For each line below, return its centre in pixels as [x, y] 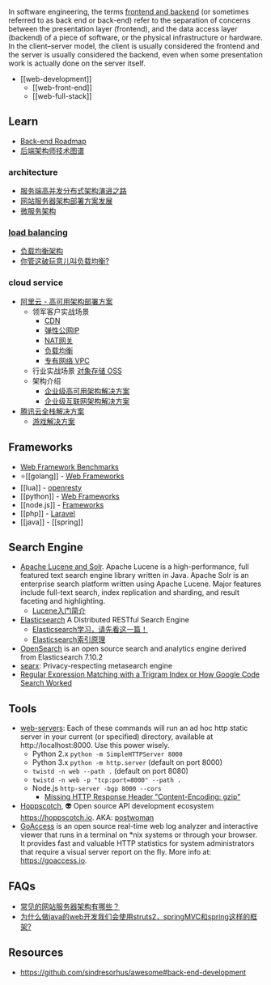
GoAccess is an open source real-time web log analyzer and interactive [139, 826]
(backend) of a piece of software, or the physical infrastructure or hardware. [135, 37]
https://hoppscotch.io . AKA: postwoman [87, 817]
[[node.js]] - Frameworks [62, 504]
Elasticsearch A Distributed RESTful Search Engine [105, 620]
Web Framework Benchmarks [69, 467]
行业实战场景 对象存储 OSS [77, 371]
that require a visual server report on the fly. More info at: [116, 852]
